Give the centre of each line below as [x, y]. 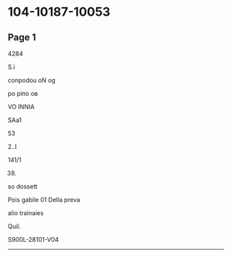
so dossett [23, 186]
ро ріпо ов [23, 94]
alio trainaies [26, 213]
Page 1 [22, 37]
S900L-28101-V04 [33, 240]
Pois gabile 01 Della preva [44, 200]
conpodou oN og [32, 80]
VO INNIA [21, 107]
